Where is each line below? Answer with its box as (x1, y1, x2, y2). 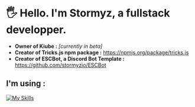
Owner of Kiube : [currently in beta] (14, 43, 103, 50)
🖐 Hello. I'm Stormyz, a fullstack (6, 7, 170, 20)
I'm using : (6, 79, 46, 89)
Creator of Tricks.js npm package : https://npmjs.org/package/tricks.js (14, 48, 189, 56)
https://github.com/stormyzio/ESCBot (14, 61, 106, 69)
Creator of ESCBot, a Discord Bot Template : (14, 55, 125, 62)
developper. (6, 23, 67, 37)
